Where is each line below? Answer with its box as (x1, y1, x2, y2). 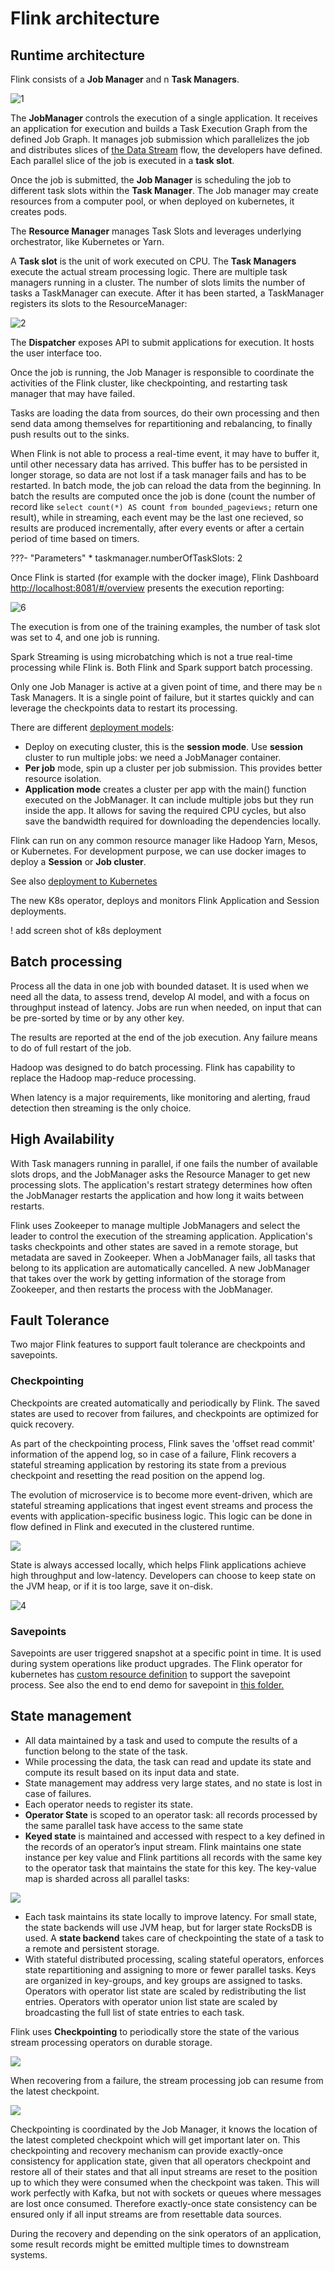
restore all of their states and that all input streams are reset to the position (10, 2165, 318, 2177)
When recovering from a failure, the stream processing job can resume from (10, 2074, 324, 2086)
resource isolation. (24, 773, 102, 784)
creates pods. (10, 206, 68, 217)
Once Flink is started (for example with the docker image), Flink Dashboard (10, 572, 320, 583)
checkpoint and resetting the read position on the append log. (10, 1469, 265, 1481)
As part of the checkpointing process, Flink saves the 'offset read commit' (10, 1437, 316, 1449)
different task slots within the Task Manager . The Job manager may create (10, 185, 319, 196)
